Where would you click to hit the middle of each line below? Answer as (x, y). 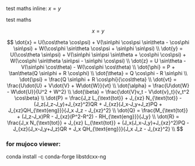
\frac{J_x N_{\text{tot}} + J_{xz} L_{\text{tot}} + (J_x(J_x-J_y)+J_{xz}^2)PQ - (98, 123)
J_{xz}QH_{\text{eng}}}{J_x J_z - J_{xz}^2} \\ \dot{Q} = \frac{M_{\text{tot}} (98, 110)
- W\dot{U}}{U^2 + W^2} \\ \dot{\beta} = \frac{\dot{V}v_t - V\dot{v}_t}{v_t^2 (98, 92)
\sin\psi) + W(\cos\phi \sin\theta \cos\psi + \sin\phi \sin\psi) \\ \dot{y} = (98, 48)
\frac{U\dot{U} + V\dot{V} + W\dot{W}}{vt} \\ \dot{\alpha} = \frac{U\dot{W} (98, 86)
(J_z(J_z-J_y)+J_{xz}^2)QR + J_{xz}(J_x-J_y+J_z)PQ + (98, 104)
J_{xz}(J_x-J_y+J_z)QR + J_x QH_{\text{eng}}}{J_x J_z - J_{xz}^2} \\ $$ (98, 129)
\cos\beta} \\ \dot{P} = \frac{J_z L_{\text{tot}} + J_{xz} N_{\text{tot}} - (98, 98)
